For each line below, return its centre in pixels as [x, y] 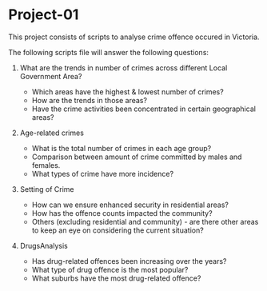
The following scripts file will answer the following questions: [109, 52]
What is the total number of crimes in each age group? [122, 148]
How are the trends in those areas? [90, 100]
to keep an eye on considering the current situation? [118, 230]
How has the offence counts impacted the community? [122, 213]
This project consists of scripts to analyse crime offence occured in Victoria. [134, 37]
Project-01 [44, 15]
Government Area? [51, 76]
